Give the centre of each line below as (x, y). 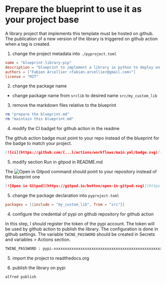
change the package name (40, 86)
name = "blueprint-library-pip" (38, 63)
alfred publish (21, 277)
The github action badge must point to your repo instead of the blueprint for (82, 138)
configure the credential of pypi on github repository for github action (83, 214)
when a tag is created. (28, 44)
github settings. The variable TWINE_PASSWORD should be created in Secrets (80, 234)
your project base (42, 20)
